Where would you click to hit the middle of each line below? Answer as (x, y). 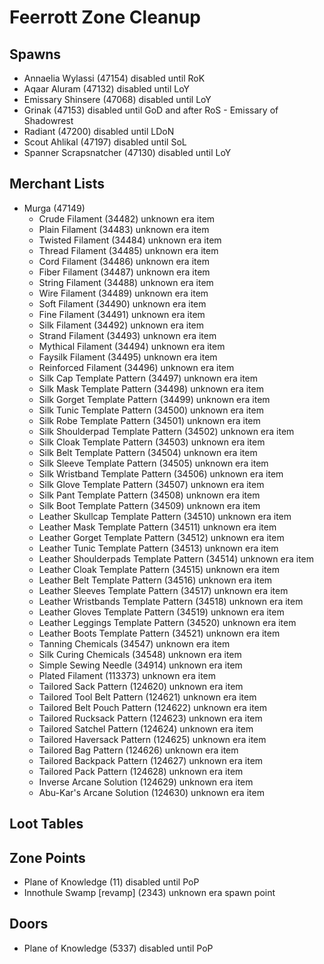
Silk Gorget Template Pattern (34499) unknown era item (154, 399)
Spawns (35, 54)
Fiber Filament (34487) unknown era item (124, 272)
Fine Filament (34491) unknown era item (122, 314)
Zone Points (47, 857)
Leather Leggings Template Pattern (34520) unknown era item (167, 622)
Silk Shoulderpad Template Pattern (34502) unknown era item (166, 431)
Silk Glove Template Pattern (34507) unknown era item (151, 484)
